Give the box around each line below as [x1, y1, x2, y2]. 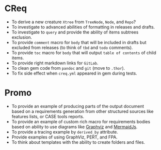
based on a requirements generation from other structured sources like [11, 108, 154, 114]
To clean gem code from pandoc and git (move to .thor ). [11, 65, 125, 71]
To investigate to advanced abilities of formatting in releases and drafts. [11, 24, 155, 30]
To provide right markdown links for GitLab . [11, 60, 98, 66]
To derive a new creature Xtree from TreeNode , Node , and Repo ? [11, 19, 136, 25]
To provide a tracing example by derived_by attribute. [11, 129, 118, 135]
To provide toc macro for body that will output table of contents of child [11, 49, 156, 56]
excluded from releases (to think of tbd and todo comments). [11, 45, 133, 50]
